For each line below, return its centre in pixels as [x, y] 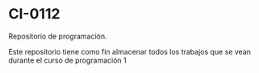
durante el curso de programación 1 [67, 60]
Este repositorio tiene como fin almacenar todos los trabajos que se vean [130, 51]
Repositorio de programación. [58, 36]
